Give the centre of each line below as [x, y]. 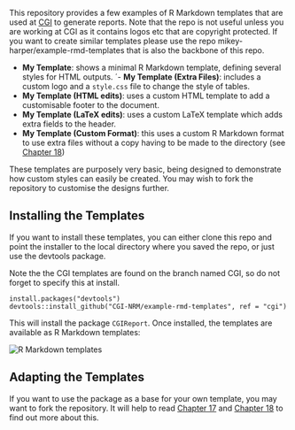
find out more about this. [54, 417]
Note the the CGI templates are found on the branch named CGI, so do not [145, 273]
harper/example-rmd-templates [67, 50]
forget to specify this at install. [65, 282]
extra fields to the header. [69, 124]
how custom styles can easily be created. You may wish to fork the [132, 179]
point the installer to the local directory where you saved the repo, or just [142, 246]
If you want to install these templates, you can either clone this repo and [141, 237]
